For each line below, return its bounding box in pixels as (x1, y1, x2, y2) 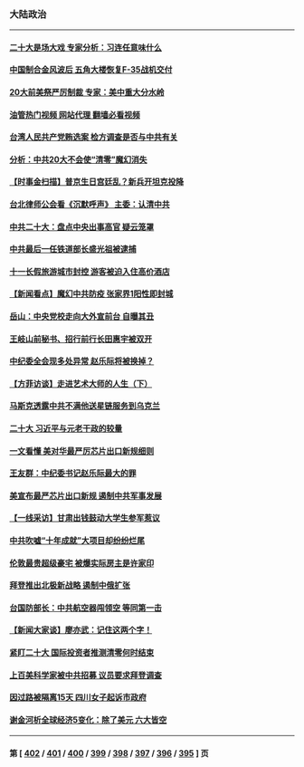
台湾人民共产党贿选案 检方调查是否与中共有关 (9, 131, 178, 142)
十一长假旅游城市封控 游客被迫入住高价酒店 (9, 265, 170, 277)
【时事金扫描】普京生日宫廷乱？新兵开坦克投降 (9, 177, 184, 187)
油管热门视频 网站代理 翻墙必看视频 (9, 109, 140, 120)
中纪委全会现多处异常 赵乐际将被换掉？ (9, 356, 155, 367)
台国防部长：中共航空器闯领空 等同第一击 (9, 602, 163, 613)
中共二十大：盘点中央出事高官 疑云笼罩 (9, 221, 155, 232)
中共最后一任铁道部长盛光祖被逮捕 (9, 244, 137, 254)
